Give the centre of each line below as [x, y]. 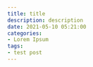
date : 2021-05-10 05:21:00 [47, 27]
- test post [25, 53]
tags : [15, 46]
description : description [45, 20]
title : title [26, 14]
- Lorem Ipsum [28, 40]
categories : [25, 33]
